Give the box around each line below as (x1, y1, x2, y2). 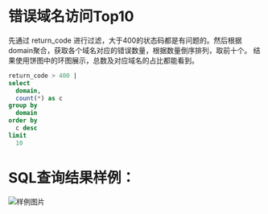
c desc (15, 124, 38, 133)
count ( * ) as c (15, 94, 63, 102)
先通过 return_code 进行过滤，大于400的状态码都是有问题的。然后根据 (8, 35, 242, 45)
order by (8, 117, 38, 125)
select (8, 79, 31, 87)
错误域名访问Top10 (8, 7, 134, 26)
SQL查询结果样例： (8, 168, 135, 187)
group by (8, 101, 38, 109)
